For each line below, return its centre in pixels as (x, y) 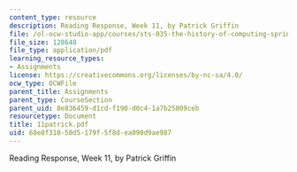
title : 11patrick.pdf (49, 125)
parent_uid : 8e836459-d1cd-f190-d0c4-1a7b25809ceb (104, 108)
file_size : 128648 (43, 42)
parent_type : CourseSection (61, 100)
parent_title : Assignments (59, 91)
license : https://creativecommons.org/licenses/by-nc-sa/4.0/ (126, 75)
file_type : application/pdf (61, 51)
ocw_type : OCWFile (43, 83)
